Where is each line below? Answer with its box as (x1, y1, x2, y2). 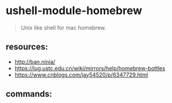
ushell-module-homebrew (6, 4, 142, 18)
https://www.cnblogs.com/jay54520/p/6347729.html (14, 71, 148, 78)
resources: (6, 42, 48, 52)
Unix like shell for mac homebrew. (20, 24, 107, 31)
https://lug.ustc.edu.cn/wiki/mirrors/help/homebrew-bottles (14, 64, 166, 72)
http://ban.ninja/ (14, 58, 56, 65)
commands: (6, 89, 53, 99)
